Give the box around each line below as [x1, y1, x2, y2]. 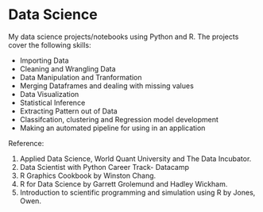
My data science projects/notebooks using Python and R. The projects [8, 32, 239, 41]
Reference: [8, 138, 44, 148]
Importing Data [19, 56, 69, 65]
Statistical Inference [19, 98, 86, 107]
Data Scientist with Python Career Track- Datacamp [19, 162, 189, 172]
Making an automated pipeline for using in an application [19, 123, 206, 133]
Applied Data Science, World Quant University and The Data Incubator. [19, 153, 252, 164]
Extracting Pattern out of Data [19, 106, 118, 116]
